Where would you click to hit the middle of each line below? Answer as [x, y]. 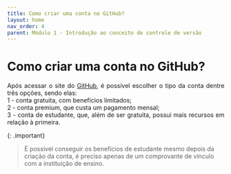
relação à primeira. [34, 122]
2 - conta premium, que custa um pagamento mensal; [83, 108]
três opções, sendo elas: [42, 93]
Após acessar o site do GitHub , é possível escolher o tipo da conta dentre [116, 86]
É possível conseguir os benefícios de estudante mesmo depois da [119, 149]
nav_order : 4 [26, 26]
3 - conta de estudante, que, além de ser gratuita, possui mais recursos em [116, 115]
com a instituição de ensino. [64, 164]
